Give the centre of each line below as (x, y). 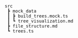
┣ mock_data (22, 11)
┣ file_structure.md (32, 26)
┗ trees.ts (20, 31)
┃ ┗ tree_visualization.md (40, 21)
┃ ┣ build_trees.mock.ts (38, 16)
